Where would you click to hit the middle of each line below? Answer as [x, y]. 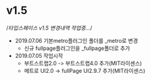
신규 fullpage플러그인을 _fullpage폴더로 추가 [77, 48]
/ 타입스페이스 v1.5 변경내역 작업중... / [49, 28]
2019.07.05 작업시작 [39, 55]
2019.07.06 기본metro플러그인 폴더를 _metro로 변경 [76, 40]
